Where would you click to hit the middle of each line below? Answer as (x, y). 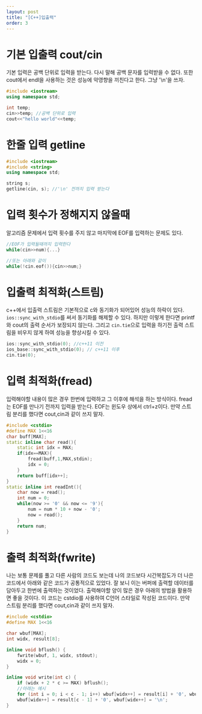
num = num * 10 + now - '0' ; (64, 509)
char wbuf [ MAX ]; (26, 633)
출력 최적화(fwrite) (51, 558)
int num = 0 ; (33, 498)
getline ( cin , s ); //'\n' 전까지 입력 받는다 (58, 189)
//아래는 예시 (32, 689)
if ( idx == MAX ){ (35, 454)
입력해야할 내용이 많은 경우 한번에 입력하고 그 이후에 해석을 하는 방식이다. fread (99, 399)
